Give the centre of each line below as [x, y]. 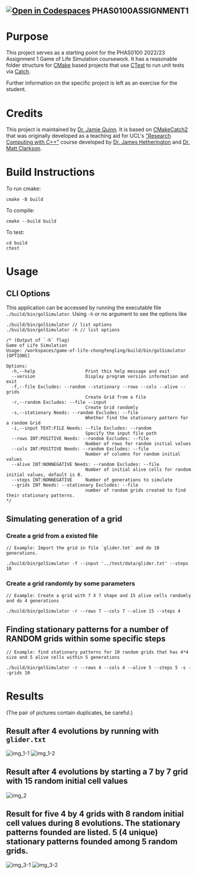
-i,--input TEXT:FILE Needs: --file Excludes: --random [81, 428]
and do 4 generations [33, 601]
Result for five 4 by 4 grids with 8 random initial [95, 814]
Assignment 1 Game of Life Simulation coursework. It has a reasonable [92, 59]
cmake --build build [32, 221]
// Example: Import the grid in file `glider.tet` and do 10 [83, 548]
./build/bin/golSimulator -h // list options [63, 330]
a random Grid [24, 423]
